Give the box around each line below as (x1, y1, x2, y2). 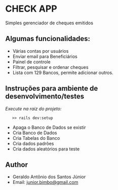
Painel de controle (12, 59, 51, 65)
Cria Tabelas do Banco (12, 135, 60, 141)
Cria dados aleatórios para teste (12, 145, 80, 152)
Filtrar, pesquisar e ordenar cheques (12, 64, 89, 70)
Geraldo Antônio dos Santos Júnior (12, 174, 86, 180)
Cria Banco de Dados (12, 130, 57, 136)
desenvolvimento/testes (5, 92, 85, 101)
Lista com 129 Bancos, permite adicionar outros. (12, 69, 113, 75)
